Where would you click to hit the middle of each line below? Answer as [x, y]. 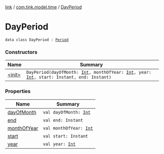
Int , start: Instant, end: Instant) [69, 77]
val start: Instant [66, 136]
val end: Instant [63, 120]
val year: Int [59, 144]
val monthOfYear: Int [68, 128]
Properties [18, 91]
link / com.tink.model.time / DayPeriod [43, 7]
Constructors [21, 52]
